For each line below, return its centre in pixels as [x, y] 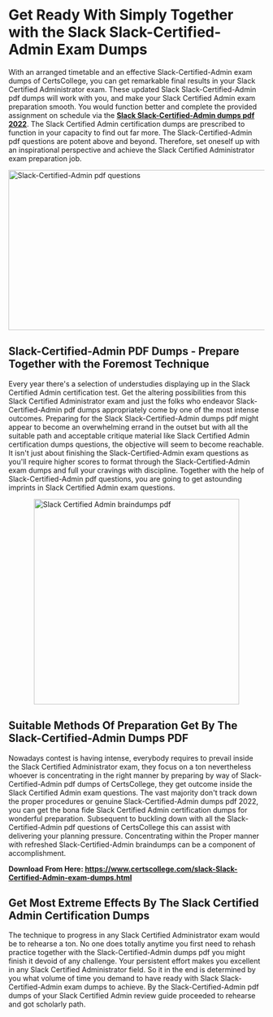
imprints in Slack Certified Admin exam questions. [92, 487]
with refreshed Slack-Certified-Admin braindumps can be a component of [132, 845]
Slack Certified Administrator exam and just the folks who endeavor [121, 401]
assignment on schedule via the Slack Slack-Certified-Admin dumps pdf [132, 115]
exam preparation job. [45, 158]
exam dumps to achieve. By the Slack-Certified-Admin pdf [161, 987]
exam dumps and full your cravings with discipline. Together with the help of [136, 470]
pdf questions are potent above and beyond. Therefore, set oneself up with [134, 141]
